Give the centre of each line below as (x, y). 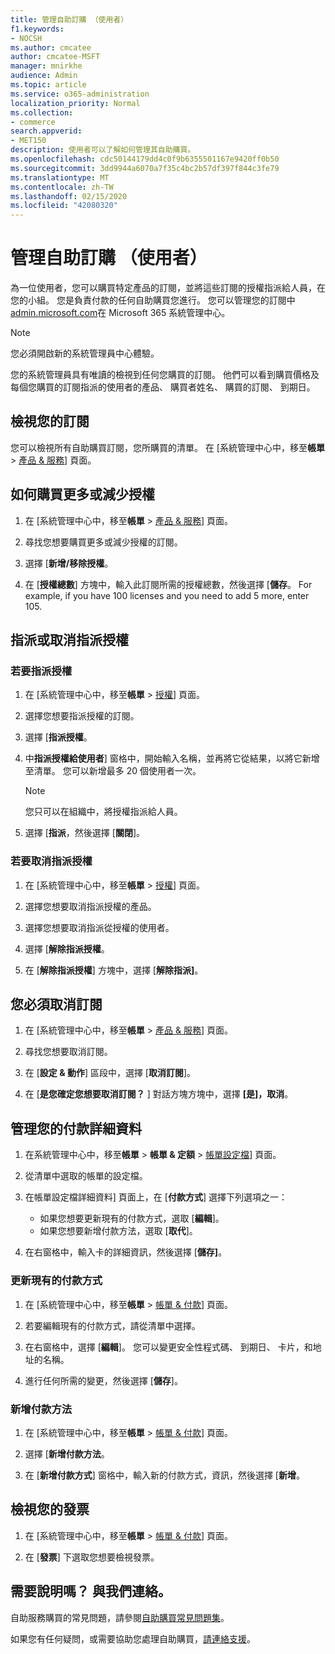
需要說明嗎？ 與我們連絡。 (91, 1591)
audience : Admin (44, 76)
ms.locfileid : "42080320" (64, 206)
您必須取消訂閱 (56, 1004)
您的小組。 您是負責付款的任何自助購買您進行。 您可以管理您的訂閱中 (153, 300)
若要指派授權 (41, 671)
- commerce (33, 122)
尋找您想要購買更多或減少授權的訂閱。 (103, 542)
